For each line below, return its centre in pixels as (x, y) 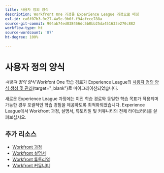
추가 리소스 (21, 134)
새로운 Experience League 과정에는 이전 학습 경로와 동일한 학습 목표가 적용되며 (82, 99)
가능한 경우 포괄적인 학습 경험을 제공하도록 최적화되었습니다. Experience (75, 104)
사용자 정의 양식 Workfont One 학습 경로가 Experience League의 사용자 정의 (80, 82)
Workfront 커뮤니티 (31, 165)
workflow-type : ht (24, 28)
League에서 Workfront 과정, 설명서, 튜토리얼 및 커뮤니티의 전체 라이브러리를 (79, 111)
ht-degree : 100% (22, 37)
